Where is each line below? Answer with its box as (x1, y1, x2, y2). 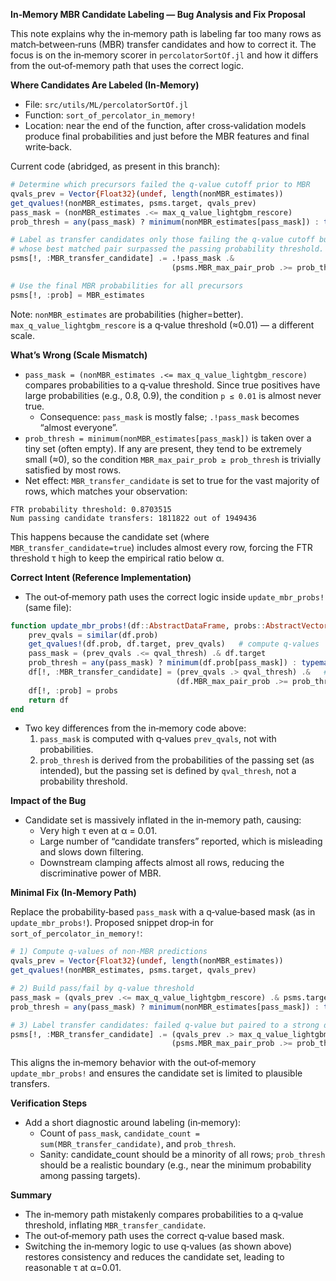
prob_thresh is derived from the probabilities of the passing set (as (39, 754, 315, 766)
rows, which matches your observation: (24, 485, 188, 497)
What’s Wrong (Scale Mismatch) (10, 349, 148, 361)
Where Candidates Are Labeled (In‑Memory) (10, 79, 200, 91)
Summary (10, 1189, 52, 1201)
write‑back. (24, 141, 72, 153)
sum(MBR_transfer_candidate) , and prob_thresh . (39, 1138, 237, 1150)
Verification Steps (10, 1097, 88, 1109)
